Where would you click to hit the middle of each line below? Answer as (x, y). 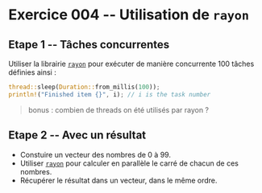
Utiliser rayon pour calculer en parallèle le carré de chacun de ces (129, 163)
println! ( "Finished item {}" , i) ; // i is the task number (110, 94)
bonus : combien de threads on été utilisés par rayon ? (119, 109)
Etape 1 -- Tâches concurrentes (89, 45)
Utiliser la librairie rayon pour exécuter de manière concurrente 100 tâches (131, 64)
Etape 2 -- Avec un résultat (77, 136)
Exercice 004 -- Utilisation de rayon (129, 15)
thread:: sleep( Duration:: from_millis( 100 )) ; (84, 87)
